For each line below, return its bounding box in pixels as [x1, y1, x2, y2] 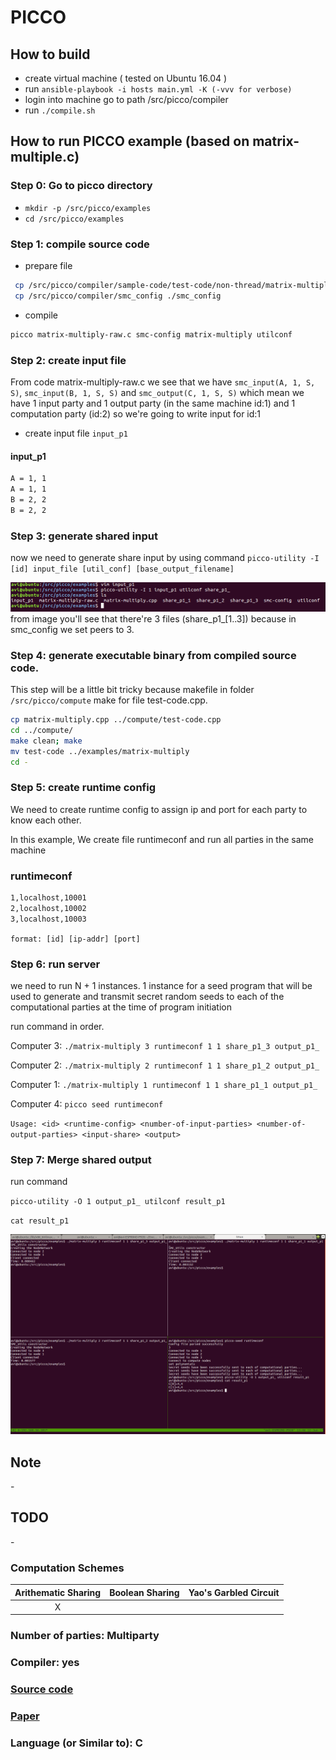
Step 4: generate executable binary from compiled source [10, 648, 297, 662]
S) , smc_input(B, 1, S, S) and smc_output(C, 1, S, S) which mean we [10, 386, 305, 398]
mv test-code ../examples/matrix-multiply [10, 746, 190, 756]
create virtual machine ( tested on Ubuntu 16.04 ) [24, 72, 228, 84]
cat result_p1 [10, 1216, 70, 1226]
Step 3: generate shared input [10, 529, 158, 543]
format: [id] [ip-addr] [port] [10, 934, 141, 944]
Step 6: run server [10, 957, 101, 971]
